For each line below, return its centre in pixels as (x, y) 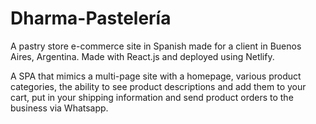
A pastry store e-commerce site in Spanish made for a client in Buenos (156, 46)
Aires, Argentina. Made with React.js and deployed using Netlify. (142, 56)
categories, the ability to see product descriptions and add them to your (158, 86)
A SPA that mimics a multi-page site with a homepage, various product (156, 76)
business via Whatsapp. (59, 108)
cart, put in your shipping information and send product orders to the (152, 97)
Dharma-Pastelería (91, 18)
